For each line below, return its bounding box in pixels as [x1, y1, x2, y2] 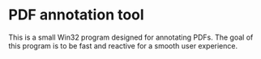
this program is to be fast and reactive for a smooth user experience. [8, 40, 237, 50]
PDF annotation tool [8, 6, 144, 24]
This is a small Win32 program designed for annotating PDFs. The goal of [8, 32, 254, 42]
